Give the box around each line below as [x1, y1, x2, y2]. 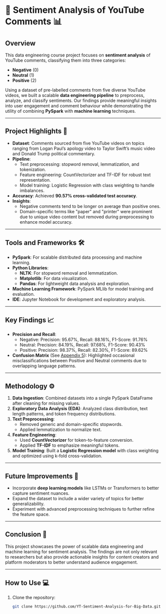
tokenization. [19, 166, 46, 172]
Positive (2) [12, 78, 37, 83]
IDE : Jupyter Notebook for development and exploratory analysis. [12, 296, 146, 302]
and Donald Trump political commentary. [12, 150, 95, 156]
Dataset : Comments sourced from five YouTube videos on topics [12, 140, 145, 146]
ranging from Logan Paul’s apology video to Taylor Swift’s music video [12, 145, 156, 151]
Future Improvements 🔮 [5, 472, 79, 480]
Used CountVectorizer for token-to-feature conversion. [19, 437, 134, 443]
